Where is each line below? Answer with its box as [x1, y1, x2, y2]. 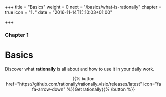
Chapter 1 [5, 31, 29, 38]
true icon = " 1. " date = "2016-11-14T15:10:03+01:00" [5, 9, 113, 15]
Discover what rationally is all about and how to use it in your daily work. [5, 66, 154, 72]
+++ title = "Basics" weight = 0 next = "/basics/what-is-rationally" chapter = [5, 4, 162, 10]
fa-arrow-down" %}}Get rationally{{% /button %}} [32, 86, 135, 92]
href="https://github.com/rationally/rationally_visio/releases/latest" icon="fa [6, 81, 161, 87]
